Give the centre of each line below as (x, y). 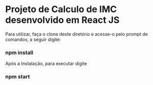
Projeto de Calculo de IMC (61, 9)
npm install (19, 53)
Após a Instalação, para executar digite (46, 64)
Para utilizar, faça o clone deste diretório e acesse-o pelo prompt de (77, 34)
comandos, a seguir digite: (33, 39)
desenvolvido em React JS (62, 20)
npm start (18, 77)
